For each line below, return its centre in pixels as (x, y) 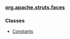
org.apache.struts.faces (35, 7)
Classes (15, 20)
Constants (23, 32)
